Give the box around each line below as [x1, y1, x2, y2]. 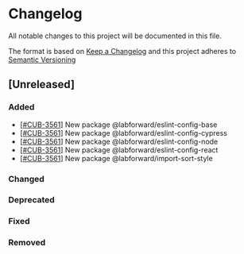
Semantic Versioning [8, 55, 76, 64]
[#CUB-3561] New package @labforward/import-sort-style [19, 153, 213, 163]
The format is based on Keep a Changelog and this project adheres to [8, 46, 237, 56]
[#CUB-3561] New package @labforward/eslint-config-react [19, 144, 219, 155]
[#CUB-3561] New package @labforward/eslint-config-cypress [19, 128, 228, 137]
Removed [8, 237, 46, 248]
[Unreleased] [8, 78, 76, 91]
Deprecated [8, 194, 56, 206]
